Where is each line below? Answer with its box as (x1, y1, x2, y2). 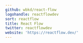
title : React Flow (5, 21, 43, 26)
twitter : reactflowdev (5, 26, 52, 31)
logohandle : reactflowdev (5, 12, 59, 17)
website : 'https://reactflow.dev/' (5, 30, 79, 35)
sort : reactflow (5, 16, 39, 21)
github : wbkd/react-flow (5, 7, 57, 12)
